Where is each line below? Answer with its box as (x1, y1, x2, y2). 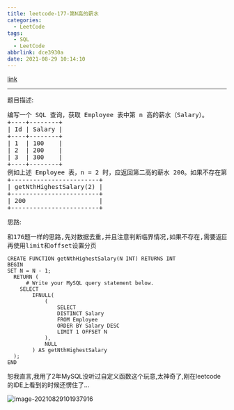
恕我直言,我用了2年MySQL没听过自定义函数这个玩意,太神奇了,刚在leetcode (7, 372, 221, 380)
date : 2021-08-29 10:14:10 (7, 56, 86, 63)
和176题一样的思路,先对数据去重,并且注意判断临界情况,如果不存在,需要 (7, 233, 216, 241)
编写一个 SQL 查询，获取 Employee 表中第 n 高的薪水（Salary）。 (7, 111, 209, 119)
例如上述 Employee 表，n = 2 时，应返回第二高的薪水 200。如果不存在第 (7, 168, 228, 176)
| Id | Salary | (7, 125, 63, 133)
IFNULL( (32, 291, 54, 298)
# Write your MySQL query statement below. (25, 280, 155, 287)
